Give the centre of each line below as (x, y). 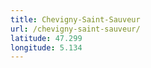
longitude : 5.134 (46, 47)
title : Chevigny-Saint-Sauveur (75, 19)
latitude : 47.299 (46, 38)
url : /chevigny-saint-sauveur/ (75, 29)
